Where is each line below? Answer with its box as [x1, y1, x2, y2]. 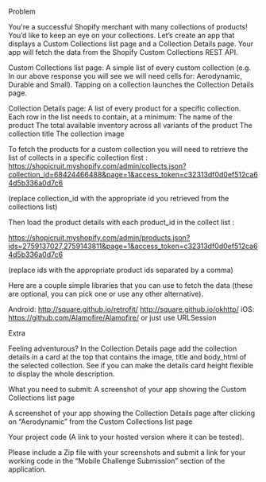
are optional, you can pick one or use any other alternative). [8, 290, 204, 298]
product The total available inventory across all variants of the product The [8, 121, 253, 130]
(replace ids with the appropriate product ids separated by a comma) [8, 266, 234, 274]
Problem [8, 7, 36, 16]
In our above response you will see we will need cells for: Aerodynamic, [8, 72, 243, 80]
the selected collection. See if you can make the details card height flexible [8, 361, 254, 370]
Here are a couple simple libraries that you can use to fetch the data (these [8, 281, 253, 290]
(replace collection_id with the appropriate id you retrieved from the [8, 194, 229, 203]
